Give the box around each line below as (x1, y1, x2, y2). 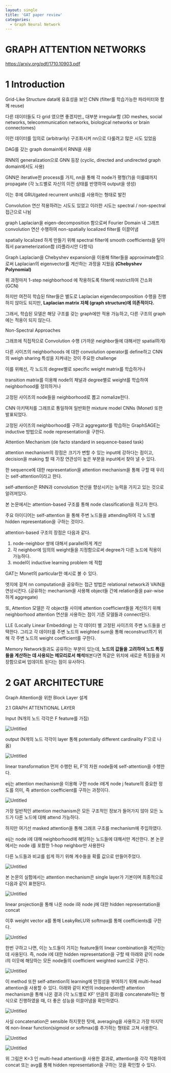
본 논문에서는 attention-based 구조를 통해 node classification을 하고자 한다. (5, 501, 159, 507)
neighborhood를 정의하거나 (5, 383, 61, 390)
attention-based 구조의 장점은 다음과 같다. (5, 529, 91, 535)
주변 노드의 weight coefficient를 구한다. (16, 635, 96, 641)
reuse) (10, 103, 25, 109)
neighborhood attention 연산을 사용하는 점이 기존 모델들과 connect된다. (5, 611, 151, 617)
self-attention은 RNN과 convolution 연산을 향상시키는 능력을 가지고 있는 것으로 (5, 484, 164, 490)
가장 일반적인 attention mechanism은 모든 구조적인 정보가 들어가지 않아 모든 (5, 808, 158, 814)
